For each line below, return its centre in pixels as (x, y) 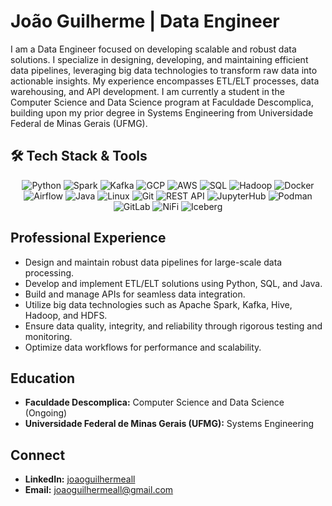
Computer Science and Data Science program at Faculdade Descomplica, (162, 102)
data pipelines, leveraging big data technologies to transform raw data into (164, 70)
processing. (49, 272)
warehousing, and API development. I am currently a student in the (147, 91)
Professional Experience (88, 238)
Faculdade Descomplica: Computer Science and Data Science (154, 402)
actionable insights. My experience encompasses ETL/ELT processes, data (165, 81)
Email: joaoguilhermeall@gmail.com (99, 490)
